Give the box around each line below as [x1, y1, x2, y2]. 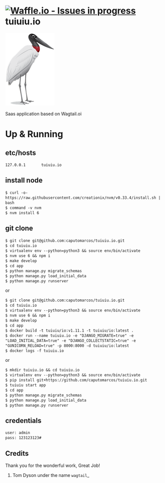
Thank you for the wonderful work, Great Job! [5, 462, 101, 469]
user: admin [5, 431, 30, 436]
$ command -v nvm [5, 205, 42, 210]
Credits [5, 449, 29, 458]
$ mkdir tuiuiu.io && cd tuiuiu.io [5, 367, 80, 372]
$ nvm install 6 [5, 210, 39, 216]
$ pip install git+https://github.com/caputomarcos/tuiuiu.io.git [5, 378, 147, 383]
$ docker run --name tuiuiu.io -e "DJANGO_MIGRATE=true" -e [5, 333, 134, 338]
